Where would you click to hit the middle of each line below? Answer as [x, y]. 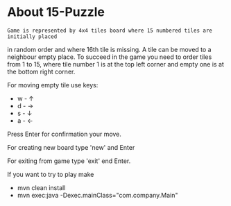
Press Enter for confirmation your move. [64, 134]
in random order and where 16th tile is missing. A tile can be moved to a [109, 49]
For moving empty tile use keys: [53, 85]
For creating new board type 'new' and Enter [71, 147]
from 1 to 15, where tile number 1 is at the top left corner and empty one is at [115, 64]
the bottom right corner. [41, 71]
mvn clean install [41, 187]
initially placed [32, 36]
